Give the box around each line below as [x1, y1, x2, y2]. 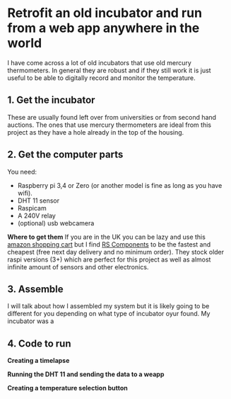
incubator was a [7, 317, 54, 325]
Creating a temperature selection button [7, 384, 129, 393]
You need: [7, 167, 37, 176]
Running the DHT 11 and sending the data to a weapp [7, 370, 165, 378]
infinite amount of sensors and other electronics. [7, 262, 149, 271]
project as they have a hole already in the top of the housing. [7, 128, 184, 136]
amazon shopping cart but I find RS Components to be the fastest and [7, 240, 211, 249]
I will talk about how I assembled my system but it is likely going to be [7, 302, 210, 310]
